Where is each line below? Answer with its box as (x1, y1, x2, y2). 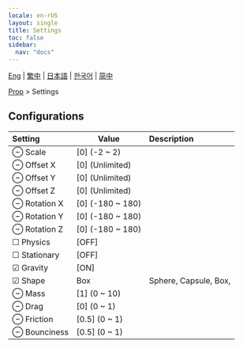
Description (148, 133, 194, 144)
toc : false (8, 33, 44, 42)
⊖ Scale (12, 146, 47, 157)
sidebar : (8, 41, 37, 49)
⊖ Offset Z (12, 185, 55, 196)
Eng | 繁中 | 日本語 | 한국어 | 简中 (8, 71, 114, 80)
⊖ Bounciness (12, 326, 69, 337)
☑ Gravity (12, 262, 49, 273)
